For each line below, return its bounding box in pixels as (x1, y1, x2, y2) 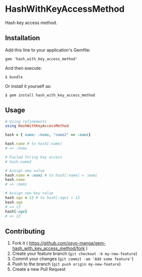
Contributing (5, 227, 45, 235)
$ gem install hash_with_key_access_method (5, 92, 95, 98)
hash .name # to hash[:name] (5, 141, 63, 146)
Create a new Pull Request (12, 266, 66, 272)
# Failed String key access (5, 155, 63, 160)
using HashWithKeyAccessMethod (5, 124, 69, 129)
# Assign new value (5, 168, 45, 173)
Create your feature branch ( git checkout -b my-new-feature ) (12, 250, 138, 256)
